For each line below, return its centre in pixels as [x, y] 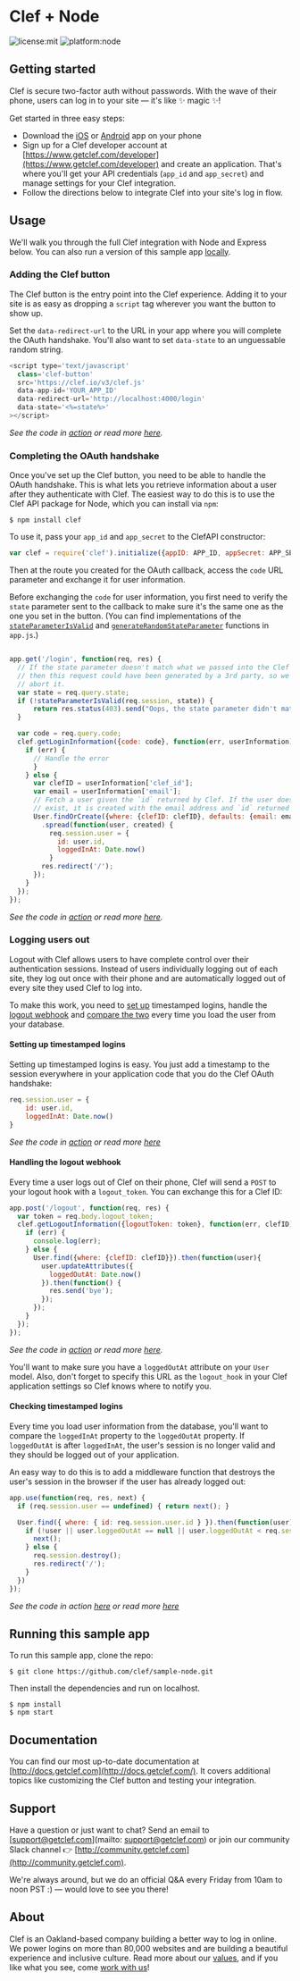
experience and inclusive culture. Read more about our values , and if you [144, 1958]
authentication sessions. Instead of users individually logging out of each [144, 969]
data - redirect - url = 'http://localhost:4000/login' [111, 399]
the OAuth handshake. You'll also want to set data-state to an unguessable [147, 340]
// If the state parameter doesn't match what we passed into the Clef [154, 667]
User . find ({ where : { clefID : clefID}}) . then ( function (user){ [147, 1257]
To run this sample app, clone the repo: [81, 1656]
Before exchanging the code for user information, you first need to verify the [149, 597]
